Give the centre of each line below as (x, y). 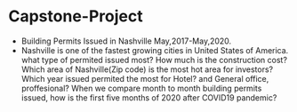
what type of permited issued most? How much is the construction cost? (154, 60)
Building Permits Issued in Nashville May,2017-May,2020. (126, 41)
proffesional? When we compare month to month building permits (141, 88)
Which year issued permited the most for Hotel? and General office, (145, 78)
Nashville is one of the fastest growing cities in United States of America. (155, 50)
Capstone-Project (76, 16)
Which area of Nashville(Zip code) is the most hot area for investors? (147, 69)
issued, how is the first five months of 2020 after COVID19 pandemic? (149, 97)
